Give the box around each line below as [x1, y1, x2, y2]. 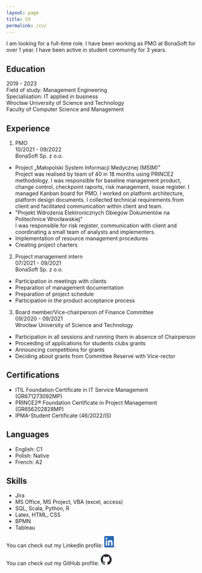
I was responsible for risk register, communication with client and [14, 222, 177, 229]
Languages [6, 429, 49, 440]
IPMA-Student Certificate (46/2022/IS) [14, 412, 112, 419]
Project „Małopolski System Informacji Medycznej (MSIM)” [14, 164, 161, 171]
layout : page [6, 10, 39, 16]
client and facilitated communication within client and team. [14, 203, 163, 210]
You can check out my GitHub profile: [6, 560, 99, 567]
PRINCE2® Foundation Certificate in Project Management [14, 399, 157, 406]
